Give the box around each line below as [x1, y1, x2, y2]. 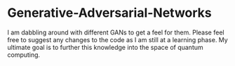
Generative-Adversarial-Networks [7, 5, 212, 21]
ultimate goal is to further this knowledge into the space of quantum [7, 43, 203, 51]
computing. [7, 51, 41, 59]
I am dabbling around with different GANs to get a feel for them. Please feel [7, 28, 224, 37]
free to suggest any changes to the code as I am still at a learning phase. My [7, 35, 228, 44]
